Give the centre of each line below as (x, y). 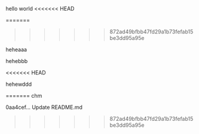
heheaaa (16, 49)
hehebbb (17, 61)
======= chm (24, 96)
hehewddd (19, 84)
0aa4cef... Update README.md (44, 107)
